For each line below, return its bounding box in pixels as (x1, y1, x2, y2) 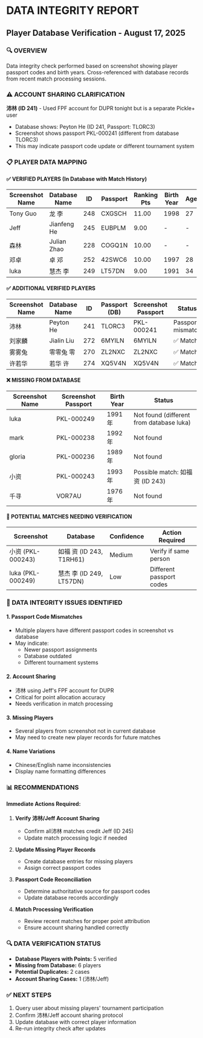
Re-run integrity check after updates (14, 1025, 106, 1032)
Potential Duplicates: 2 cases (14, 968, 90, 976)
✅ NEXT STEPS (6, 990, 52, 999)
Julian (49, 237, 66, 246)
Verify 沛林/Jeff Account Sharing (14, 814, 100, 821)
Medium (109, 550, 133, 559)
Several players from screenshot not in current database (14, 727, 156, 735)
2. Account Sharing (6, 673, 56, 680)
